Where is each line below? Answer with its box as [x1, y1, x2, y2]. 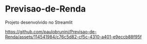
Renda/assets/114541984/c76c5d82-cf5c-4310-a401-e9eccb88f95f [5, 34, 142, 40]
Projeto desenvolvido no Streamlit [5, 19, 73, 25]
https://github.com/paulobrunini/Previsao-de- [5, 29, 97, 34]
